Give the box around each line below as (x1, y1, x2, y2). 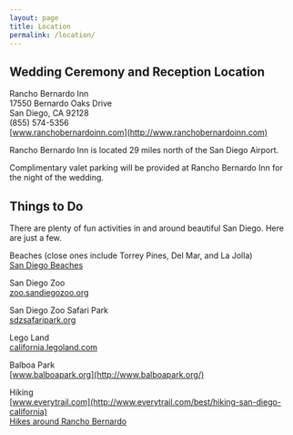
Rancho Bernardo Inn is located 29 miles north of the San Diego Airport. (9, 145, 279, 156)
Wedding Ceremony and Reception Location (9, 64, 266, 79)
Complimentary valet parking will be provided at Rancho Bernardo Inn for (9, 162, 284, 173)
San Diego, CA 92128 (9, 108, 89, 119)
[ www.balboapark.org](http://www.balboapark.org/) (9, 369, 205, 379)
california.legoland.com (9, 342, 98, 352)
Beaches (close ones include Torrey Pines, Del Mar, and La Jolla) (9, 250, 253, 261)
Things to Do (9, 198, 84, 214)
